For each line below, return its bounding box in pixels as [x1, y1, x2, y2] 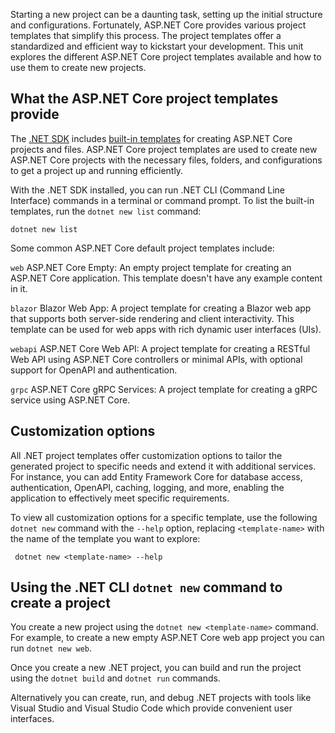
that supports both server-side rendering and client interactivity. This [10, 312, 295, 324]
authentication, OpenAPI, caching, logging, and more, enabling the [10, 481, 285, 493]
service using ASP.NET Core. [10, 394, 131, 406]
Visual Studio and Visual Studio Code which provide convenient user [10, 702, 293, 714]
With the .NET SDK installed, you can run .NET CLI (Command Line [10, 184, 286, 196]
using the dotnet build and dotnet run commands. [10, 672, 221, 684]
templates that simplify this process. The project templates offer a [10, 30, 282, 41]
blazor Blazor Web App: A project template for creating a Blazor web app [10, 302, 312, 314]
